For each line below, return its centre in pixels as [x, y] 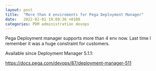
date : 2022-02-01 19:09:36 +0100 [43, 19]
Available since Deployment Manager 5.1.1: [49, 53]
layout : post [19, 10]
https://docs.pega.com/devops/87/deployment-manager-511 [68, 63]
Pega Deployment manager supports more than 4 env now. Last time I [78, 38]
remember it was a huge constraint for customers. [57, 44]
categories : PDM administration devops [47, 24]
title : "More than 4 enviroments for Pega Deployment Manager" [74, 15]
